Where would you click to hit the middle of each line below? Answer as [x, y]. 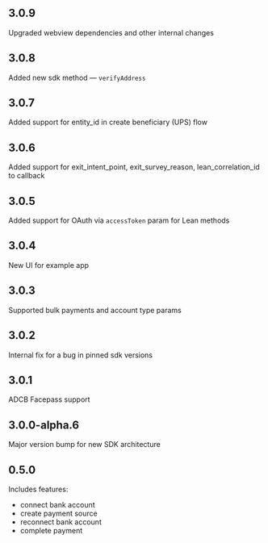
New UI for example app [49, 265]
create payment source [59, 513]
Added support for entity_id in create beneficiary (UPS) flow [108, 122]
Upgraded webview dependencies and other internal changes [111, 32]
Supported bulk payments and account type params [95, 310]
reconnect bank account [61, 522]
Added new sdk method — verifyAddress [77, 77]
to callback [27, 176]
